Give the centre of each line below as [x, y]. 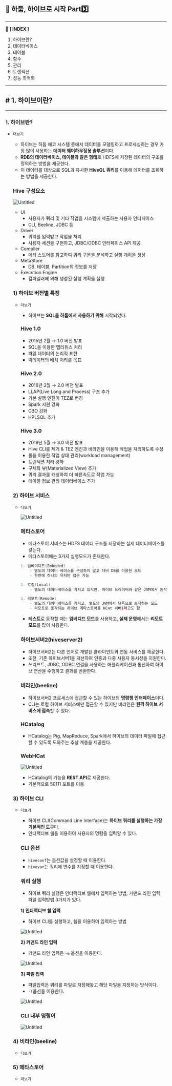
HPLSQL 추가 [41, 417]
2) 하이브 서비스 [31, 496]
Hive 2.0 [31, 373]
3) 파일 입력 [32, 974]
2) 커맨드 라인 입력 [39, 942]
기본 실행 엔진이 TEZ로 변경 [56, 398]
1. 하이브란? [19, 122]
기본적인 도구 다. [44, 827]
